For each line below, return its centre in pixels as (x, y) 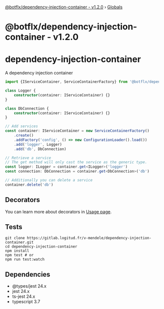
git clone (15, 238)
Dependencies (28, 274)
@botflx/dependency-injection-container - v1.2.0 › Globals (64, 7)
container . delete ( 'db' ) (29, 185)
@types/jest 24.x (29, 286)
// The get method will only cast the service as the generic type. (76, 162)
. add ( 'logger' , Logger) (38, 144)
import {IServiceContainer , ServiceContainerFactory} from (66, 82)
